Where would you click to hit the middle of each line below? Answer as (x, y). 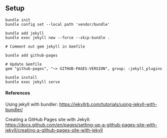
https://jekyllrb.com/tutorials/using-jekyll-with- (108, 104)
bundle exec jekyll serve (32, 82)
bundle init (18, 20)
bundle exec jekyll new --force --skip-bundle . (58, 37)
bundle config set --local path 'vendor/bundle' (58, 24)
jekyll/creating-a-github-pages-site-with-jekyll (54, 130)
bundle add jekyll (25, 33)
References (18, 93)
